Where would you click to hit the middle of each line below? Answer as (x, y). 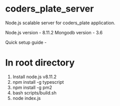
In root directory (40, 63)
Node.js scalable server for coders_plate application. (60, 23)
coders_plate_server (50, 9)
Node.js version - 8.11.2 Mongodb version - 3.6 (54, 32)
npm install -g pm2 (32, 87)
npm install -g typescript (38, 82)
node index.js (27, 98)
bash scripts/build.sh (34, 93)
